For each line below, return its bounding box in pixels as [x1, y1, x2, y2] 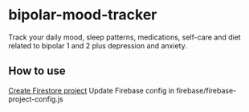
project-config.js [8, 94, 63, 104]
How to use [8, 64, 66, 78]
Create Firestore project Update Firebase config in [8, 85, 175, 95]
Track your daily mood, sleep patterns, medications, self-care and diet [8, 32, 241, 42]
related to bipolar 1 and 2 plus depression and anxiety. [8, 40, 187, 50]
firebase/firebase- [176, 85, 237, 95]
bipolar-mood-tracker [8, 6, 157, 24]
